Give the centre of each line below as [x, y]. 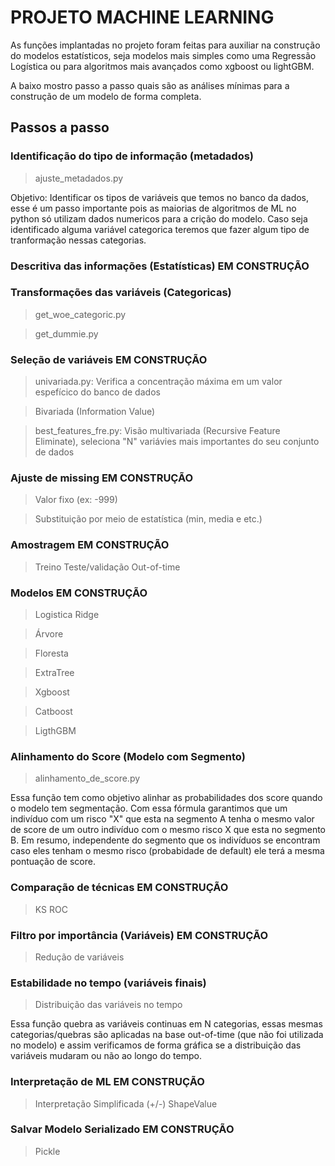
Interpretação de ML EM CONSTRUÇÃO [107, 1082]
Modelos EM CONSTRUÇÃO [79, 593]
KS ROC [51, 909]
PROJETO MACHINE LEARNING [142, 17]
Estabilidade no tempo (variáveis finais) [108, 983]
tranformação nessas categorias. [78, 240]
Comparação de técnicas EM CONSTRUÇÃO [119, 888]
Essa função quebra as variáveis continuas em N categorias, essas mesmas [166, 1024]
